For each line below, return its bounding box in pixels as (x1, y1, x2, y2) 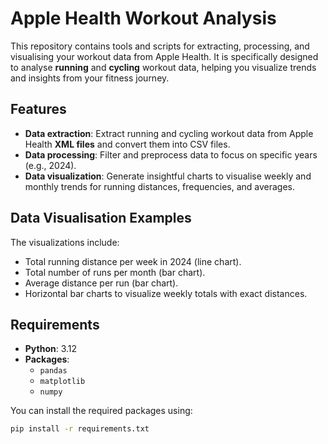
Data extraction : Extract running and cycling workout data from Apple (24, 127, 314, 139)
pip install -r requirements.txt (10, 424, 150, 434)
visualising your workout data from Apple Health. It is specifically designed (10, 50, 319, 62)
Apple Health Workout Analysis (10, 7, 277, 30)
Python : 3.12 (24, 343, 78, 355)
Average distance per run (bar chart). (24, 277, 179, 289)
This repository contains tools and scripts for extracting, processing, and (10, 40, 310, 52)
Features (10, 101, 67, 118)
